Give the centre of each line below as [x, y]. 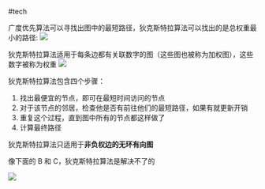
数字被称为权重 [32, 64]
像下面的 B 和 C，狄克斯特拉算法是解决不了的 [82, 161]
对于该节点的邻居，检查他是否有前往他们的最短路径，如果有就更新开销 [134, 108]
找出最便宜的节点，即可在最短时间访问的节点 [92, 98]
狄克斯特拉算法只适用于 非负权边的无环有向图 [81, 144]
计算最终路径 [40, 127]
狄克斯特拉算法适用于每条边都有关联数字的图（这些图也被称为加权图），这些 [131, 54]
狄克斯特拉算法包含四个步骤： [56, 81]
